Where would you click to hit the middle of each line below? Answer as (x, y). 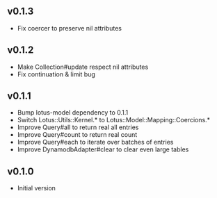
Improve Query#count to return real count (77, 135)
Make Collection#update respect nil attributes (83, 67)
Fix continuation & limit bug (56, 74)
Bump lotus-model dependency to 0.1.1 (73, 113)
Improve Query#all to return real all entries (78, 127)
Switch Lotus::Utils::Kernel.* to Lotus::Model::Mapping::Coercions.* (114, 120)
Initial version (36, 188)
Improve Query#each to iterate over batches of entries (95, 142)
